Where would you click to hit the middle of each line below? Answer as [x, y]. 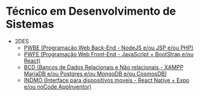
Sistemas [30, 24]
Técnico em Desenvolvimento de [91, 11]
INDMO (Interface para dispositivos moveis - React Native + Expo [106, 80]
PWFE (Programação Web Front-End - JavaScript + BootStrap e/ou [109, 54]
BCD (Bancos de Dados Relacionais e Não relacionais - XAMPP [103, 67]
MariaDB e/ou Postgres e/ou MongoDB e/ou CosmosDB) [95, 73]
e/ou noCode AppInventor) [58, 86]
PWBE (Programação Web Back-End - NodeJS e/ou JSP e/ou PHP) [109, 48]
